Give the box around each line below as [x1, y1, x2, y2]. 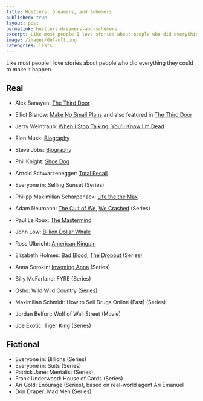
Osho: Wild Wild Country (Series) [14, 287, 98, 294]
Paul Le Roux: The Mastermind [14, 216, 92, 224]
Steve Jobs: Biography [14, 146, 72, 153]
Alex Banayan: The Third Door [14, 99, 90, 106]
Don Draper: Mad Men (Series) [14, 388, 92, 395]
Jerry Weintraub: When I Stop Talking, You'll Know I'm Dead [14, 122, 165, 130]
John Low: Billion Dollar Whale [14, 228, 91, 235]
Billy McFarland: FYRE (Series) [14, 275, 91, 282]
